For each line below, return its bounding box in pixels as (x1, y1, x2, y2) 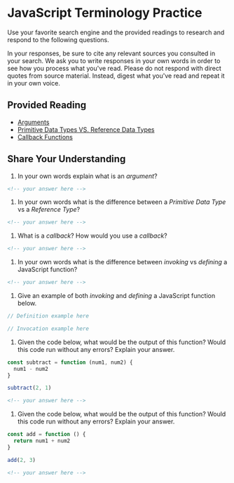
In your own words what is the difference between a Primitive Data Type (17, 198, 226, 206)
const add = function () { (7, 431, 86, 438)
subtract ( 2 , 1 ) (7, 384, 52, 392)
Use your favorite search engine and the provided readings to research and (7, 28, 225, 36)
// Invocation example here (7, 325, 90, 332)
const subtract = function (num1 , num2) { (7, 359, 133, 366)
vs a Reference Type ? (17, 205, 81, 214)
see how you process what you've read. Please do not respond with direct (7, 64, 222, 72)
